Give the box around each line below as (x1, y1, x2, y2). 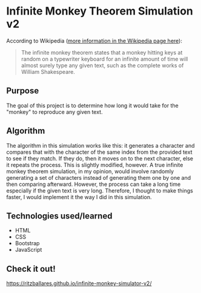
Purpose (6, 86, 39, 96)
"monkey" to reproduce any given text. (6, 108, 103, 116)
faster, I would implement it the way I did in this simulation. (6, 193, 153, 200)
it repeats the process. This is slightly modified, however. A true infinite (6, 161, 183, 168)
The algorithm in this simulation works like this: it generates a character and (6, 142, 195, 149)
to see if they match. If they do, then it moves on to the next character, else (6, 154, 194, 162)
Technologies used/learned (6, 211, 113, 221)
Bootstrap (15, 240, 40, 247)
